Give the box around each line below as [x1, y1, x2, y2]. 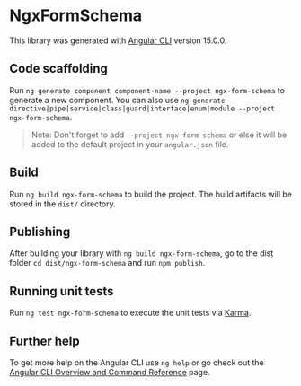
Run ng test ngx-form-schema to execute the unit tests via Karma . [9, 307, 252, 319]
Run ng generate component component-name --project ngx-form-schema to [9, 84, 286, 95]
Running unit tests [9, 284, 114, 299]
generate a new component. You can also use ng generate [9, 94, 226, 105]
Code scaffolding [9, 61, 108, 76]
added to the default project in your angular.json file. [31, 138, 229, 149]
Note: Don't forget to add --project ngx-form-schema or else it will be [31, 129, 288, 140]
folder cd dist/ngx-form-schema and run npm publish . [9, 258, 206, 268]
